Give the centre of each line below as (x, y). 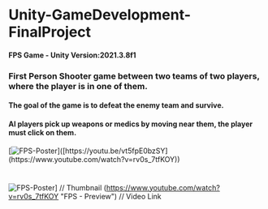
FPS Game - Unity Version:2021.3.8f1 (72, 55)
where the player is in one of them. (78, 86)
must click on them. (43, 132)
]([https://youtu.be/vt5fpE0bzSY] (112, 151)
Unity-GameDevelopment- (100, 15)
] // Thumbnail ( (81, 187)
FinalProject (50, 32)
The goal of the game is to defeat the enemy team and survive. (116, 105)
